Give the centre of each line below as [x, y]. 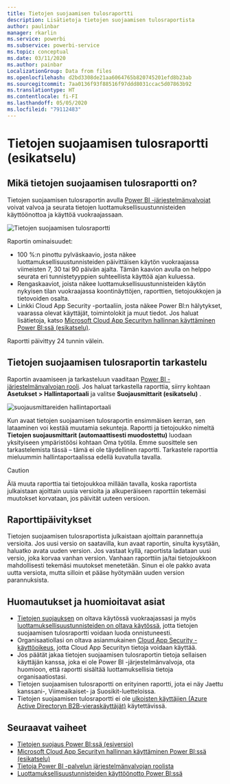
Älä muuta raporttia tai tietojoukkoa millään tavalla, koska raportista [102, 483]
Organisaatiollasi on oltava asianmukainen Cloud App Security [105, 640]
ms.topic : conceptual [38, 52]
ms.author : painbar [35, 65]
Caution [18, 470]
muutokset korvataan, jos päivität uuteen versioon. [79, 498]
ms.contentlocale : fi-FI [43, 97]
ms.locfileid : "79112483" [44, 109]
